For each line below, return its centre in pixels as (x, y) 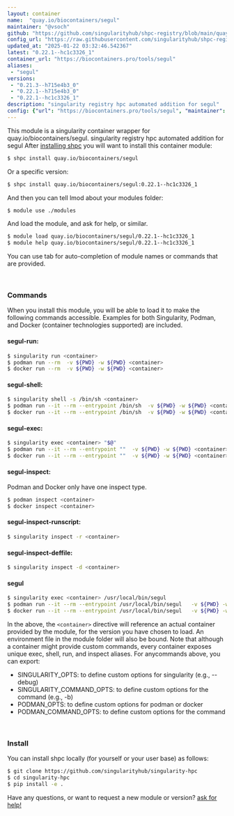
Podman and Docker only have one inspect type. (77, 487)
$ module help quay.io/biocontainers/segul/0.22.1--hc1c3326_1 (101, 243)
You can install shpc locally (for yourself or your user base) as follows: (108, 759)
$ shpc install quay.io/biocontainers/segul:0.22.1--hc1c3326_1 (102, 184)
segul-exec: (25, 428)
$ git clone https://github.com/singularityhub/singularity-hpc (102, 771)
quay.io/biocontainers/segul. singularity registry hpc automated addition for (116, 138)
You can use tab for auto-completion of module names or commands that (112, 256)
